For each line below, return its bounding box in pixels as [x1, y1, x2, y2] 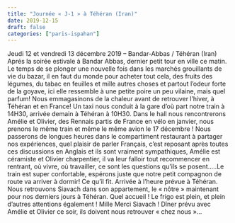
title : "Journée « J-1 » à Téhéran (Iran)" [7, 10, 138, 18]
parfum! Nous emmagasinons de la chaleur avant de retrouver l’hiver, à [7, 95, 214, 103]
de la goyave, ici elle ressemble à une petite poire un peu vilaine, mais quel [7, 87, 226, 96]
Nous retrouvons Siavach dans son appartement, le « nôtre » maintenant [7, 185, 219, 193]
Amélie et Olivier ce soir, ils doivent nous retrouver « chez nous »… [7, 207, 202, 216]
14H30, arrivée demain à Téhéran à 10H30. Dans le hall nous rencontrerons [7, 110, 227, 118]
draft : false [7, 23, 46, 30]
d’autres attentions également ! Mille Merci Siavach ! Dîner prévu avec [7, 200, 211, 209]
